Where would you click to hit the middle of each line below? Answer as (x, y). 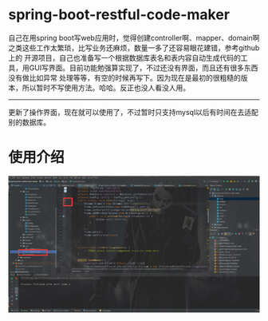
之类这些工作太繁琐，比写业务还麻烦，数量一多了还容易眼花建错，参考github (134, 48)
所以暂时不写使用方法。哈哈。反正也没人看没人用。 (106, 87)
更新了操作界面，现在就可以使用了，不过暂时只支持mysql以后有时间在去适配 (134, 112)
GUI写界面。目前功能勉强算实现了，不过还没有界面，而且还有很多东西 (144, 67)
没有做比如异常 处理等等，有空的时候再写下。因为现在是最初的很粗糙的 (124, 77)
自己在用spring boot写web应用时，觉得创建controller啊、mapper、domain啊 (134, 38)
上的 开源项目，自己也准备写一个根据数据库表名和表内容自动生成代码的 (124, 57)
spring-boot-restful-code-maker (119, 15)
